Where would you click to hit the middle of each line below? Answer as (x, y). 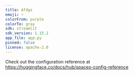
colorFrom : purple (25, 19)
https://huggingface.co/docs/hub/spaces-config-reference (67, 67)
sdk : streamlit (21, 29)
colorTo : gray (20, 24)
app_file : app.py (24, 38)
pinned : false (20, 43)
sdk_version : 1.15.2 (27, 33)
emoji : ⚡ (14, 15)
